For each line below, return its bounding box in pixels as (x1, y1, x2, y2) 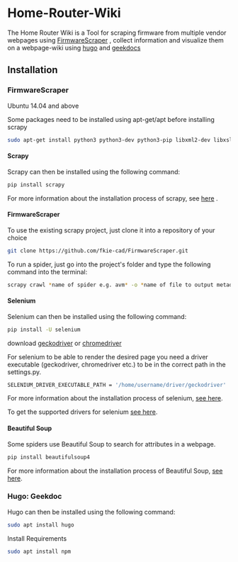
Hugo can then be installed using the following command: (7, 507, 176, 516)
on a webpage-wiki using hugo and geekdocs (7, 43, 141, 52)
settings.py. (7, 367, 41, 376)
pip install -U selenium (7, 326, 81, 333)
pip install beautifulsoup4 (7, 454, 91, 461)
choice (7, 233, 28, 242)
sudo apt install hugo (7, 521, 74, 529)
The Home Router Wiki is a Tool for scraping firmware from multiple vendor (7, 28, 227, 37)
